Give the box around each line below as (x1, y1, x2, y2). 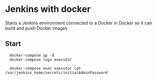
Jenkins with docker (5, 3, 91, 15)
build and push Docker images (5, 25, 68, 31)
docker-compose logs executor (9, 57, 72, 62)
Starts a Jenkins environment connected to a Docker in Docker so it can (5, 20, 153, 26)
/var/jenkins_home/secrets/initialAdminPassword (5, 70, 108, 75)
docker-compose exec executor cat (9, 66, 81, 71)
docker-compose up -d (9, 53, 55, 58)
